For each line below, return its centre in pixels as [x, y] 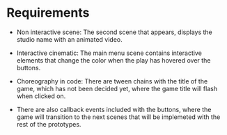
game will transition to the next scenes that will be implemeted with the [118, 117]
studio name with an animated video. [69, 39]
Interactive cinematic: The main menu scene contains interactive [109, 53]
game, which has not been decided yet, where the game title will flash [117, 88]
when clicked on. [41, 96]
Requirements [48, 13]
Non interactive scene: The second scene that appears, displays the [115, 32]
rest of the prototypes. [49, 124]
